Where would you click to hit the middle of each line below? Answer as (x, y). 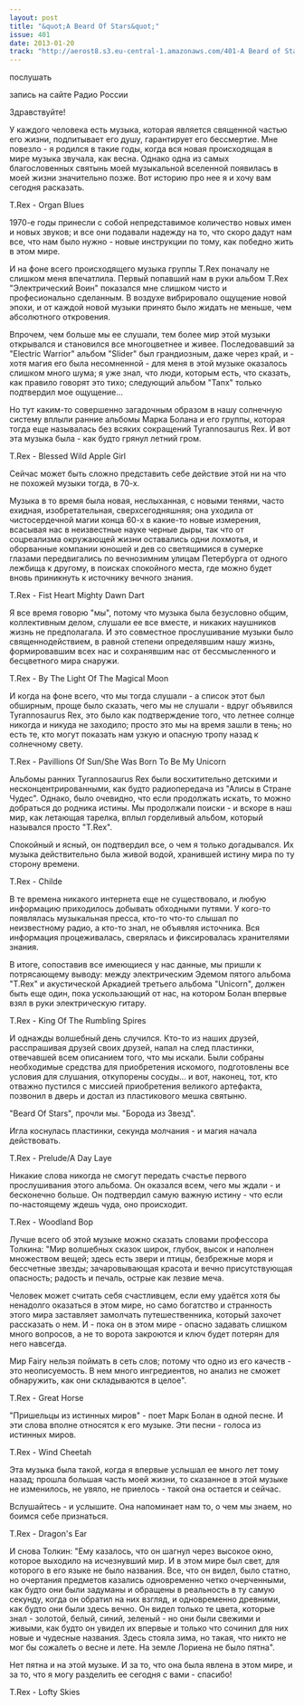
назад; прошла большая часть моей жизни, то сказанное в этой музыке (149, 1480)
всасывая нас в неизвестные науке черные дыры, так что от (127, 529)
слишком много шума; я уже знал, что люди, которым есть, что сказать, (150, 373)
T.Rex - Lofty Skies (45, 1692)
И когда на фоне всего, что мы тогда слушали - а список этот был (137, 696)
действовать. (35, 1140)
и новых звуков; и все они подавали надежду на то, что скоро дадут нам (151, 233)
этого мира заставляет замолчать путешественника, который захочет (146, 1315)
